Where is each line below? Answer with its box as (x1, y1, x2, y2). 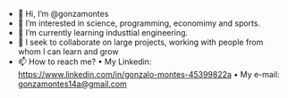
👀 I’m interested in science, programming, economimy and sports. (17, 18, 261, 29)
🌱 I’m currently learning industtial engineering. (17, 28, 189, 37)
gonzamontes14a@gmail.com (17, 78, 127, 89)
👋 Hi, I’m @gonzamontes (17, 9, 109, 19)
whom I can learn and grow (17, 46, 119, 57)
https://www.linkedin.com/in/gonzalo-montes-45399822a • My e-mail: (17, 69, 280, 79)
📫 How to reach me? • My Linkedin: (17, 56, 152, 67)
